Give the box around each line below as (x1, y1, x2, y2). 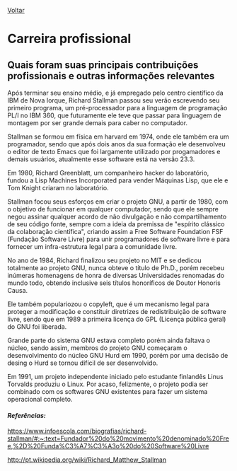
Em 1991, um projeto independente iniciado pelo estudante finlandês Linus (7, 373, 224, 380)
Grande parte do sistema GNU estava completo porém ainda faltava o (7, 336, 211, 344)
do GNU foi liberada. (7, 322, 67, 331)
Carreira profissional (7, 31, 132, 47)
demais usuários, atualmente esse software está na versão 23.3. (7, 155, 195, 163)
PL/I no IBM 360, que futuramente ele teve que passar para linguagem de (7, 111, 221, 120)
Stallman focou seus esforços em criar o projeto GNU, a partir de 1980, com (7, 197, 229, 206)
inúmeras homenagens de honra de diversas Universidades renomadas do (7, 272, 225, 279)
